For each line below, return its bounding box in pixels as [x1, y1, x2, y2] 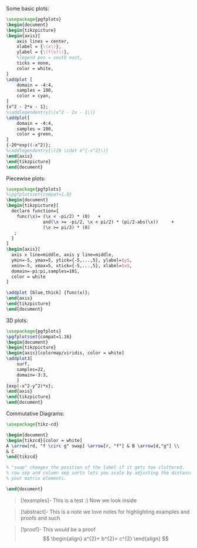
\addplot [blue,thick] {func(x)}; [6, 290, 91, 296]
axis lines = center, [16, 38, 69, 44]
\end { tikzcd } [6, 454, 38, 460]
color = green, [16, 131, 54, 137]
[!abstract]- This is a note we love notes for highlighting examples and [20, 508, 190, 515]
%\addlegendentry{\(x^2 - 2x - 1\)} [6, 109, 96, 115]
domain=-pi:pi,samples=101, [11, 268, 80, 274]
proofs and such [20, 514, 60, 522]
